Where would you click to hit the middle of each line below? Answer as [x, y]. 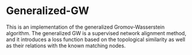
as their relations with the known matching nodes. [66, 46]
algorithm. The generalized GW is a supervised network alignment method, [96, 33]
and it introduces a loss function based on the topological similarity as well [96, 39]
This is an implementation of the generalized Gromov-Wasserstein [85, 27]
